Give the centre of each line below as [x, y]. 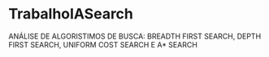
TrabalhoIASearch [71, 14]
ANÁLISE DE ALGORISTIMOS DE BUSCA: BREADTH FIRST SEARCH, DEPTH [135, 36]
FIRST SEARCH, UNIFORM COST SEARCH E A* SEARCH [103, 44]
